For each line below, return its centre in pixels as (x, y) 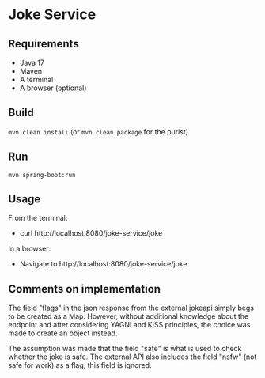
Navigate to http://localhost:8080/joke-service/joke (103, 264)
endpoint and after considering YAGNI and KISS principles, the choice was (129, 325)
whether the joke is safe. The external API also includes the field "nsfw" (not (132, 357)
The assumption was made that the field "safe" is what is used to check (125, 349)
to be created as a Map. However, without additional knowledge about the (129, 316)
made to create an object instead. (63, 333)
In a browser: (30, 249)
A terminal (36, 79)
